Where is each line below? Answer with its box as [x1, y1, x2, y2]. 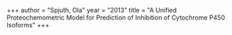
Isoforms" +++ [6, 21, 50, 29]
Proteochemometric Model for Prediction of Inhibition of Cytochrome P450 [6, 13, 225, 22]
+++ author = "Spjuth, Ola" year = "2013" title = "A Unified [6, 6, 177, 14]
